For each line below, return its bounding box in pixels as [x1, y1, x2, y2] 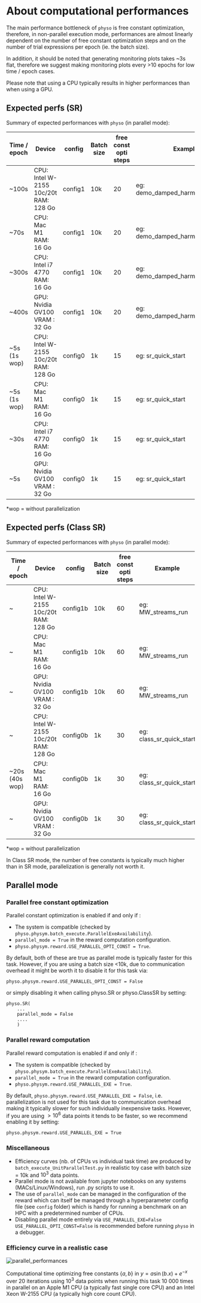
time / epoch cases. [6, 67, 55, 74]
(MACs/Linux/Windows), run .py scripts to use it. [14, 1184, 135, 1191]
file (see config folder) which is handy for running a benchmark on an [14, 1203, 187, 1210]
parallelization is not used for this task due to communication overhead [6, 1098, 181, 1105]
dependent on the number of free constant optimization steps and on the [6, 37, 186, 44]
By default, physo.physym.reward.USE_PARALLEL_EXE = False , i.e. [6, 1092, 163, 1099]
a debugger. [14, 1229, 45, 1236]
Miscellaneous [6, 1144, 50, 1152]
